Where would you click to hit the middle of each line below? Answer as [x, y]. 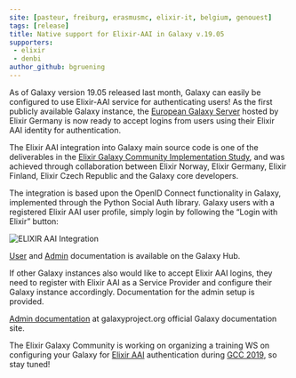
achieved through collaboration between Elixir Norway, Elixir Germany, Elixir [148, 166]
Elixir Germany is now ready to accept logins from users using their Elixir [142, 120]
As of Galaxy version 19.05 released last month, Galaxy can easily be [135, 92]
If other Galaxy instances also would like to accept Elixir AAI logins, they [141, 273]
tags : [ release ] [39, 26]
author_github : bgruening [57, 68]
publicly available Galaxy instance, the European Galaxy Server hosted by [144, 111]
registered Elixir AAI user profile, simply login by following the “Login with [144, 212]
